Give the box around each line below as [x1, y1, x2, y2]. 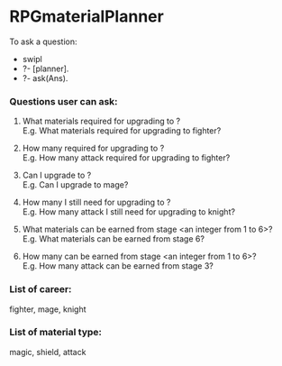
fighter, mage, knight [9, 304, 87, 315]
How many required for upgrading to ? [22, 142, 165, 154]
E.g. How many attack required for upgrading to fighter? [22, 152, 231, 163]
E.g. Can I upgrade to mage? [22, 179, 129, 190]
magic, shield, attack [9, 346, 86, 357]
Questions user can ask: [9, 95, 119, 107]
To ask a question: [9, 36, 78, 47]
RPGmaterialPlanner [9, 6, 164, 27]
